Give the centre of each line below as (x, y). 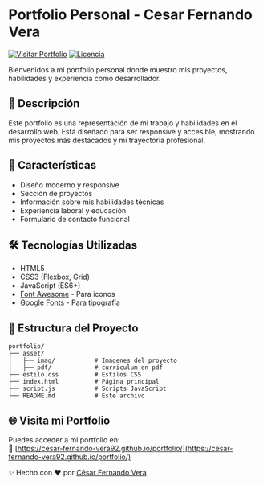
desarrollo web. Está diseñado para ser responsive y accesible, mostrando (131, 131)
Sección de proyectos (56, 193)
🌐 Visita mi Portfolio (59, 420)
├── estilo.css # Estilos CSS (75, 375)
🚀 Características (53, 165)
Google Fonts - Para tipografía (70, 302)
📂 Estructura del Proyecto (73, 328)
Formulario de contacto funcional (75, 219)
